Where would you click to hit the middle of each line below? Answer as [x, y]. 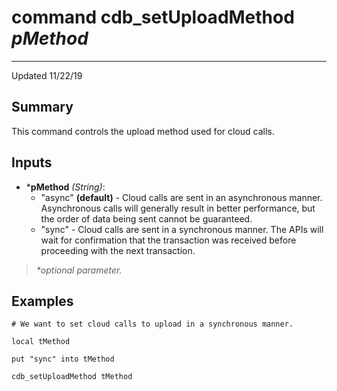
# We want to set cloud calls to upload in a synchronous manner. [152, 324]
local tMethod [41, 342]
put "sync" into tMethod [63, 359]
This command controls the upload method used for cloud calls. [143, 131]
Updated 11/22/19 [47, 75]
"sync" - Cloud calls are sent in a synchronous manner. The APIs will [182, 229]
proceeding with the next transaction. [118, 250]
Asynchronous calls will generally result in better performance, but [178, 208]
